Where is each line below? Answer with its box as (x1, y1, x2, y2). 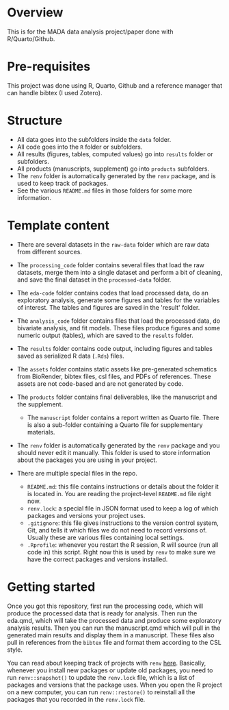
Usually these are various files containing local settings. (27, 533, 185, 541)
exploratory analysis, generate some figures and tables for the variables (16, 296, 220, 304)
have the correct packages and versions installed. (27, 555, 168, 563)
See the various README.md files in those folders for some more (16, 186, 193, 195)
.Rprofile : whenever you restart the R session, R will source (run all (27, 540, 219, 549)
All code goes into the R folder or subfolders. (16, 143, 143, 151)
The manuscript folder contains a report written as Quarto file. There (27, 413, 219, 421)
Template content (7, 218, 109, 233)
